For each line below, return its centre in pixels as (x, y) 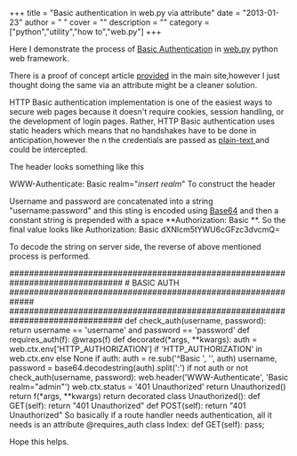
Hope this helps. (39, 442)
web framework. (39, 58)
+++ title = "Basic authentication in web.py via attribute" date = (125, 13)
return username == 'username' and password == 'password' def (130, 330)
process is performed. (50, 256)
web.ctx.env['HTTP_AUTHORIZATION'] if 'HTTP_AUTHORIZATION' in (136, 349)
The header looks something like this (77, 167)
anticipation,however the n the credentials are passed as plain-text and (139, 140)
